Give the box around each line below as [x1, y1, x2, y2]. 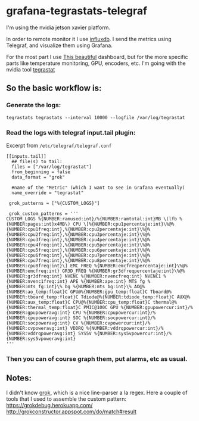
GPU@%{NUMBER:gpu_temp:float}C [70, 289, 148, 295]
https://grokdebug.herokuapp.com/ [6, 401, 93, 408]
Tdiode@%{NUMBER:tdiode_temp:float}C [80, 294, 175, 300]
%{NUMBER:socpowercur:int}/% [83, 314, 156, 321]
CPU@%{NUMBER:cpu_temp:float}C [72, 299, 151, 305]
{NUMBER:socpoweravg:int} [6, 320, 70, 326]
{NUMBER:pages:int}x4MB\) [6, 221, 70, 227]
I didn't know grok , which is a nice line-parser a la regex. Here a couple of [6, 389, 188, 396]
